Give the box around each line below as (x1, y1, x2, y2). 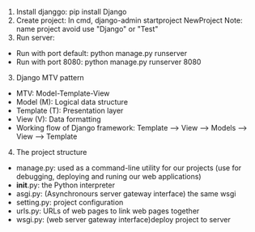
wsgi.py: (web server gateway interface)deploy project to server (15, 215, 231, 224)
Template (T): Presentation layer (15, 105, 124, 115)
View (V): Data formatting (15, 114, 101, 124)
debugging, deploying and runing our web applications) (15, 172, 202, 181)
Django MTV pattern (15, 73, 85, 82)
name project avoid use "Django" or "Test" (15, 24, 159, 33)
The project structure (15, 148, 87, 157)
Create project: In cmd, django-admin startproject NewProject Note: (15, 15, 243, 25)
